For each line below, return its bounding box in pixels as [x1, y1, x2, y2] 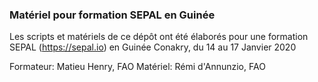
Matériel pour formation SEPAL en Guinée [9, 8, 216, 22]
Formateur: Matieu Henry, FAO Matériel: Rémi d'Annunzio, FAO [9, 61, 266, 73]
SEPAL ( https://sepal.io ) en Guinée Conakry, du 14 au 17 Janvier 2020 [9, 41, 297, 53]
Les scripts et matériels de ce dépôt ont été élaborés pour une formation [9, 31, 309, 43]
